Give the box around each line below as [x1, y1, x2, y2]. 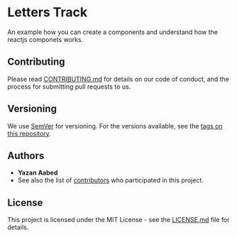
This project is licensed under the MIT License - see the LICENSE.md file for [7, 216, 230, 224]
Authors [7, 150, 45, 162]
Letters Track [7, 4, 87, 21]
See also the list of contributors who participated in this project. [17, 176, 204, 184]
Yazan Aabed [17, 168, 58, 177]
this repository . [7, 129, 52, 138]
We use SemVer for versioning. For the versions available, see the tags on [7, 121, 223, 130]
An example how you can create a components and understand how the [7, 28, 219, 36]
